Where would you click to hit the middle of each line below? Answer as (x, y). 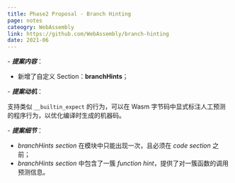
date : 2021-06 (28, 40)
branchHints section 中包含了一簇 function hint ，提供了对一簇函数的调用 (123, 163)
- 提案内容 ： (25, 62)
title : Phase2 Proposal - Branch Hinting (69, 14)
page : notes (25, 21)
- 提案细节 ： (25, 131)
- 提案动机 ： (25, 91)
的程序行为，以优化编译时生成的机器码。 (66, 116)
